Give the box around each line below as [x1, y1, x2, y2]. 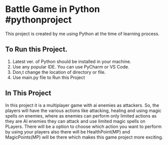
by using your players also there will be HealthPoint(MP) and [5, 128, 130, 134]
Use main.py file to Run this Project [12, 74, 85, 80]
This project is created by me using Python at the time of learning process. [5, 30, 159, 36]
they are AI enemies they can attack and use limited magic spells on [5, 118, 145, 124]
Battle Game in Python [5, 3, 100, 15]
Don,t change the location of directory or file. [12, 69, 106, 75]
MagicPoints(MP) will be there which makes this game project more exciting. [5, 134, 163, 140]
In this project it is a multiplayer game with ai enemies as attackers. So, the [5, 102, 159, 108]
